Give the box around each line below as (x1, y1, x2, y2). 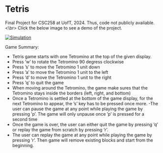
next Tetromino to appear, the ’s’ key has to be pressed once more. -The (12, 100, 159, 106)
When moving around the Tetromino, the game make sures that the (12, 85, 148, 91)
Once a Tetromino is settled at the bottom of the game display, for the (12, 95, 153, 101)
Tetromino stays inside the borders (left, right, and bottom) (12, 90, 131, 96)
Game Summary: (5, 44, 39, 50)
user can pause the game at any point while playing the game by (12, 106, 143, 112)
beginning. (12, 142, 34, 148)
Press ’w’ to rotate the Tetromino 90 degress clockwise (12, 59, 124, 64)
